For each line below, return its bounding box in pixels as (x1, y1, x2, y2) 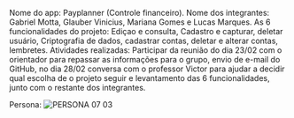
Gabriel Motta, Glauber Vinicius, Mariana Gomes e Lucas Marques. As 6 (9, 17, 271, 27)
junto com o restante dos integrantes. (9, 83, 146, 92)
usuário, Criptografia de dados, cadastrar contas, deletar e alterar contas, (9, 35, 279, 46)
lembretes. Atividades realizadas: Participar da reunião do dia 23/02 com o (9, 45, 282, 55)
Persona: (9, 100, 43, 109)
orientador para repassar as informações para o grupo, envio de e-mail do (9, 55, 281, 64)
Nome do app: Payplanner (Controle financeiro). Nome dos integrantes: (9, 8, 270, 18)
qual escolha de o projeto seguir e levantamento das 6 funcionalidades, (9, 73, 270, 83)
